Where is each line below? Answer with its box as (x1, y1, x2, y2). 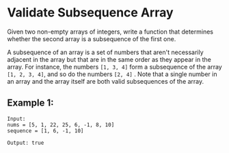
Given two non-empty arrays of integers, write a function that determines (7, 27, 214, 36)
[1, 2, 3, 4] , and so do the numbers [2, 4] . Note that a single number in (7, 70, 217, 78)
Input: (7, 115, 26, 122)
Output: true (7, 139, 44, 146)
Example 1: (7, 97, 54, 109)
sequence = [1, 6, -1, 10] (7, 127, 84, 134)
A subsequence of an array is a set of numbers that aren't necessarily (7, 48, 204, 56)
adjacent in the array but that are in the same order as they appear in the (7, 55, 212, 63)
